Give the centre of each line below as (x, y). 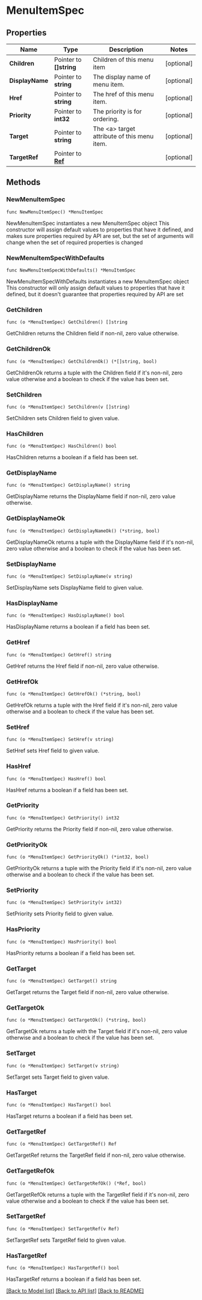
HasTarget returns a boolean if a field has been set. (70, 1116)
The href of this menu (124, 94)
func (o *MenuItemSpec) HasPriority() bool (62, 942)
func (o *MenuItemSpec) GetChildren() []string (67, 322)
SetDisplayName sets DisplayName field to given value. (75, 588)
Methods (23, 182)
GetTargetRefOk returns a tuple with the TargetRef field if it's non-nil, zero (98, 1194)
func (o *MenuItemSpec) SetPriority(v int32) (64, 903)
